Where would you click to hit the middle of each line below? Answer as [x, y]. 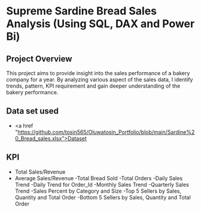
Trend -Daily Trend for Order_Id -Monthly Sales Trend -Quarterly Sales [102, 184]
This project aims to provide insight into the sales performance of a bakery [98, 73]
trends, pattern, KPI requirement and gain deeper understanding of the [93, 86]
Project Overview [39, 59]
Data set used [32, 111]
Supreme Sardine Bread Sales [82, 11]
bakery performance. [32, 92]
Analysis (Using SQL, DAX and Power [100, 24]
